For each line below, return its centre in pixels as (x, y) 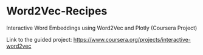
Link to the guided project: (39, 39)
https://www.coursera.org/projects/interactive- (132, 39)
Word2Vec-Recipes (57, 11)
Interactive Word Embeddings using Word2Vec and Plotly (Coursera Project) (102, 28)
